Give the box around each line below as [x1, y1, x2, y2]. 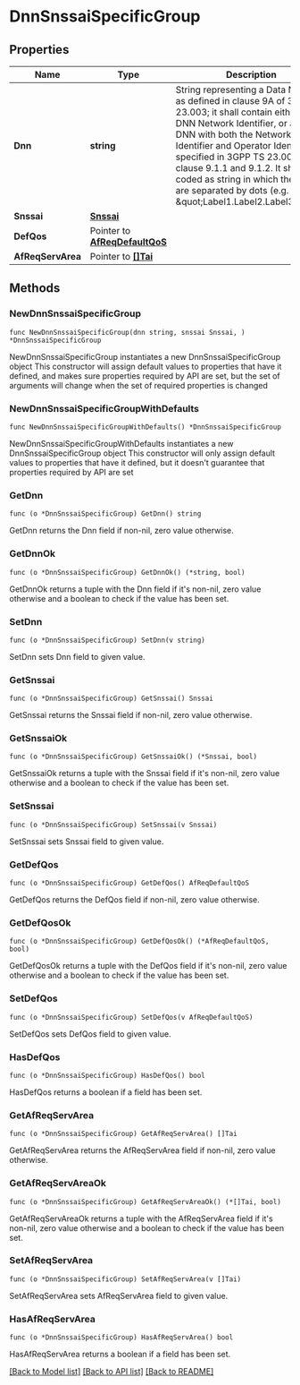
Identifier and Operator [175, 140, 272, 151]
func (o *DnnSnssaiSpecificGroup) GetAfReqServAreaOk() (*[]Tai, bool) [9, 1197, 281, 1206]
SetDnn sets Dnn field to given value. [9, 651, 146, 662]
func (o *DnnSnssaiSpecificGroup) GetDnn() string [9, 509, 202, 518]
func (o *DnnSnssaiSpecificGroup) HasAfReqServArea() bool [9, 1333, 234, 1342]
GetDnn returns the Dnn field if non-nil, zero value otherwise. [9, 526, 234, 536]
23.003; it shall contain [175, 106, 272, 118]
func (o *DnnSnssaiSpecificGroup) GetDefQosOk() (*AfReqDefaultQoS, [9, 937, 270, 946]
